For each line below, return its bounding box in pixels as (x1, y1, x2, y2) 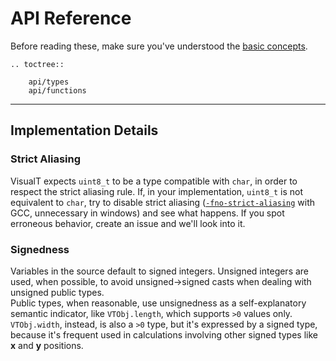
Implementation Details (10, 122, 159, 139)
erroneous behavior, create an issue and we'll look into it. (10, 217, 246, 229)
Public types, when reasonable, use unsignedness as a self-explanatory (10, 297, 307, 309)
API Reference (10, 7, 132, 30)
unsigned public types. (10, 286, 105, 298)
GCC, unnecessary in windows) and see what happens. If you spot (10, 207, 285, 219)
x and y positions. (10, 339, 84, 351)
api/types (28, 77, 70, 87)
